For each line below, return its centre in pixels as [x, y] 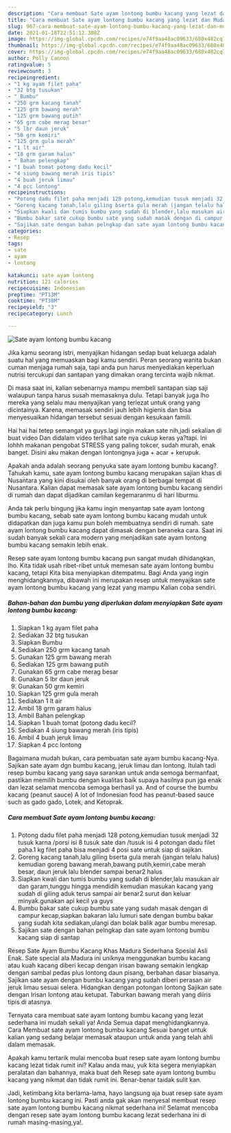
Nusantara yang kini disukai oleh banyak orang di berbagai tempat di [105, 480]
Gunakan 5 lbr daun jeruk [53, 679]
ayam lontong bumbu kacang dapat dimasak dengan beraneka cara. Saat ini [115, 530]
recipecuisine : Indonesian [46, 288]
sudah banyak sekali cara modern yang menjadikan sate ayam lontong [107, 537]
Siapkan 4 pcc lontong [49, 744]
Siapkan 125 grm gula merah [58, 693]
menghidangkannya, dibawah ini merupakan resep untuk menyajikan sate [111, 580]
